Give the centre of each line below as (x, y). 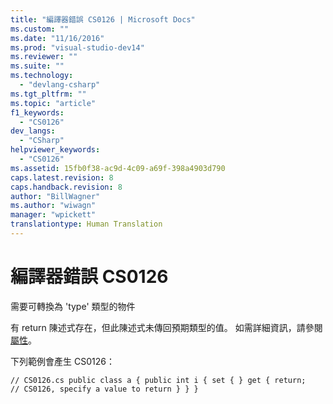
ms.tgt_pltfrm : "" (48, 94)
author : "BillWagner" (55, 196)
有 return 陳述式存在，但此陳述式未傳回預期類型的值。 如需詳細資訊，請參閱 (166, 327)
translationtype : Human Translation (86, 224)
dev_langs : (33, 131)
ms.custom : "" (40, 29)
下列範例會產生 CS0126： (62, 361)
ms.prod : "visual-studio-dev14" (77, 47)
